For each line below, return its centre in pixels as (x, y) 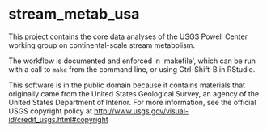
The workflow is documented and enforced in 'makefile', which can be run (132, 61)
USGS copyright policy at (51, 111)
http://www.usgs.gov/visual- (141, 111)
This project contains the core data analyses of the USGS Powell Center (128, 36)
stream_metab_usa (74, 14)
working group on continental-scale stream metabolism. (102, 45)
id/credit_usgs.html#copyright (58, 119)
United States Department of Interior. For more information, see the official (132, 102)
